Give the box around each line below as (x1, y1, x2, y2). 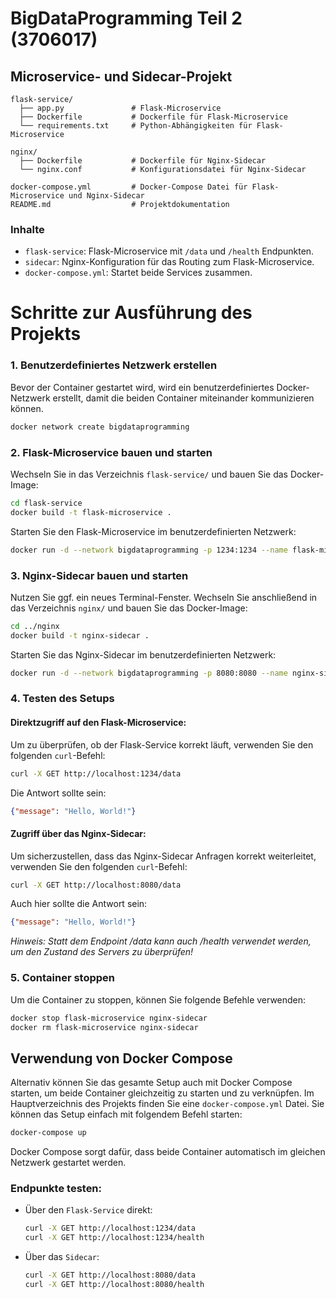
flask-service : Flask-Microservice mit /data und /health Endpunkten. (24, 245, 315, 257)
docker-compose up (10, 1128, 87, 1138)
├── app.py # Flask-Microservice (19, 103, 222, 113)
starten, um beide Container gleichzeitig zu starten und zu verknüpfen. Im (10, 1087, 315, 1099)
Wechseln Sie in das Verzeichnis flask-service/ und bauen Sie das (10, 468, 288, 480)
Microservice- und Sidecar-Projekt (10, 68, 233, 85)
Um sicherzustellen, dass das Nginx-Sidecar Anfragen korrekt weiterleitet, (10, 850, 317, 862)
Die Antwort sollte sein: (10, 787, 107, 799)
